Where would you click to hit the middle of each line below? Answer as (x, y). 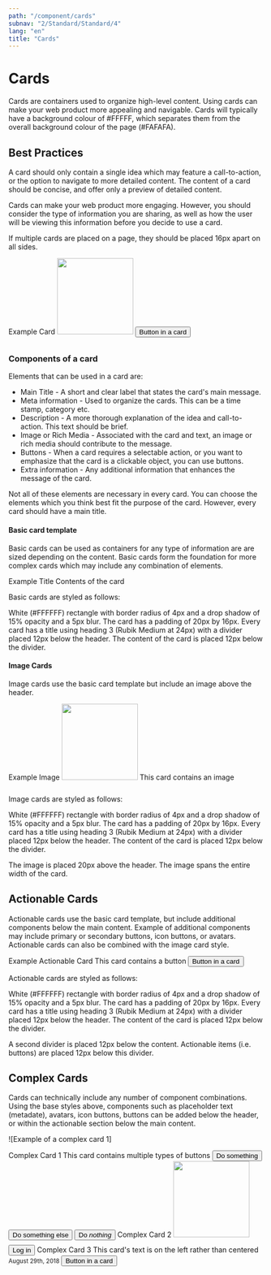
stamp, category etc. (55, 409)
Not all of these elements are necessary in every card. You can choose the (133, 494)
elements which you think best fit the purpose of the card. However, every (133, 503)
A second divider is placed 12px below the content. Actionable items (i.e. (130, 1044)
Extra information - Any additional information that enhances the (127, 470)
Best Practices (46, 152)
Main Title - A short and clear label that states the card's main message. (140, 392)
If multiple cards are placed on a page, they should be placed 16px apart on (135, 238)
